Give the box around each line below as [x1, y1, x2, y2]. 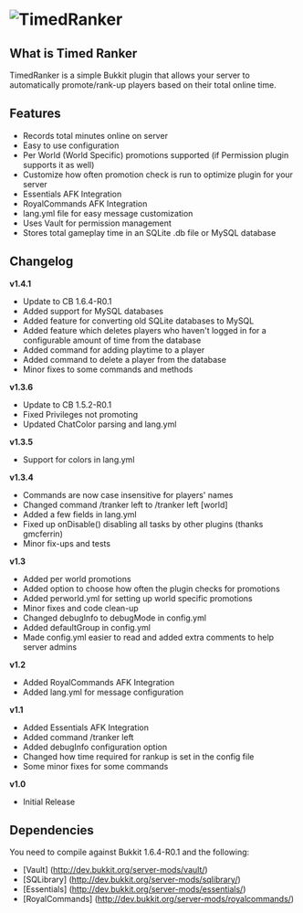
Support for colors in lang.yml [22, 453, 135, 465]
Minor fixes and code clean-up [22, 602, 139, 613]
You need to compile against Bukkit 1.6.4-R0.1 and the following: [9, 846, 250, 858]
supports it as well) [22, 159, 95, 170]
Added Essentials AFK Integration [22, 722, 149, 733]
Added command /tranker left [22, 731, 134, 742]
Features [9, 106, 61, 122]
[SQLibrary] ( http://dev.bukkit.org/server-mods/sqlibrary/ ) [22, 874, 242, 886]
